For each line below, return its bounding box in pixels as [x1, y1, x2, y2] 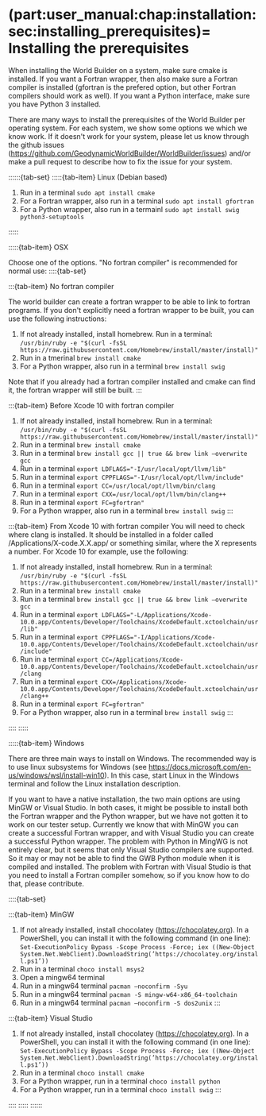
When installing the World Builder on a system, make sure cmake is [8, 65, 228, 75]
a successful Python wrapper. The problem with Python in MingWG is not [8, 836, 249, 846]
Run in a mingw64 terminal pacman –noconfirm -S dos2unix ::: [19, 998, 221, 1007]
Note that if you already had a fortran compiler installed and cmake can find [8, 377, 256, 386]
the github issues [8, 140, 65, 149]
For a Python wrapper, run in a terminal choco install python [19, 1076, 221, 1086]
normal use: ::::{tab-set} [8, 266, 87, 276]
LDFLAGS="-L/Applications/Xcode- [102, 611, 212, 619]
